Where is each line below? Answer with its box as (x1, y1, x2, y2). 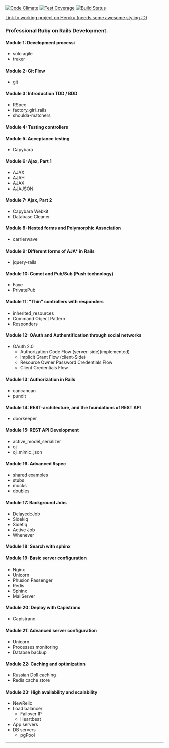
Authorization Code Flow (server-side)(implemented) (20, 348, 130, 355)
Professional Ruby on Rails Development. (5, 27, 108, 34)
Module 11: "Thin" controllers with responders (5, 298, 104, 304)
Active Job (12, 527, 35, 533)
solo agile (12, 51, 33, 57)
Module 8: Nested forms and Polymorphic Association (5, 225, 121, 231)
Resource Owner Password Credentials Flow (20, 359, 113, 365)
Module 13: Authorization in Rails (5, 376, 76, 383)
